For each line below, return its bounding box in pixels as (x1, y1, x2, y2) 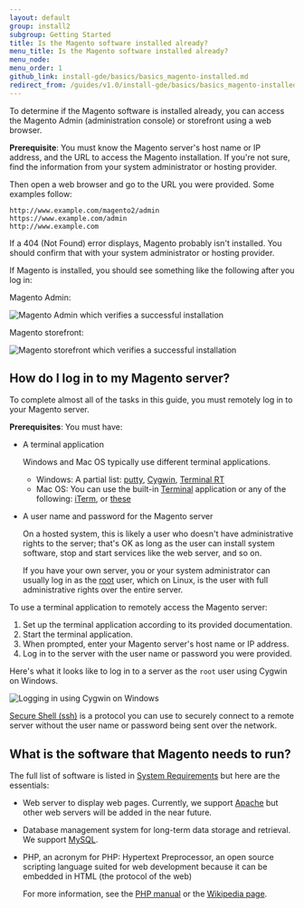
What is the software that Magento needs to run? (9, 746, 291, 761)
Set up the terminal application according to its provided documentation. (22, 620, 293, 630)
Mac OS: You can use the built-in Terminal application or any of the (35, 484, 287, 495)
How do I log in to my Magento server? (9, 371, 231, 386)
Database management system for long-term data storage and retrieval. (22, 825, 291, 836)
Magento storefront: (9, 326, 84, 337)
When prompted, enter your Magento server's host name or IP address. (22, 638, 290, 649)
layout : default (9, 13, 71, 23)
